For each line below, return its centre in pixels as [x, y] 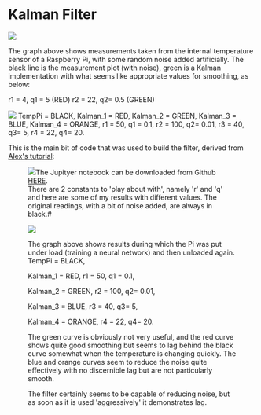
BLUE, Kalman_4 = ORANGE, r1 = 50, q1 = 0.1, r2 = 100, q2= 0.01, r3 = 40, [127, 124]
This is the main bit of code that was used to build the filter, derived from [126, 148]
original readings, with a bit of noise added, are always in [120, 205]
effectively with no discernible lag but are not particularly [120, 370]
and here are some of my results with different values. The [123, 197]
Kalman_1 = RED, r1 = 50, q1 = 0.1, [81, 276]
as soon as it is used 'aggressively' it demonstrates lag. [118, 402]
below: [19, 84]
